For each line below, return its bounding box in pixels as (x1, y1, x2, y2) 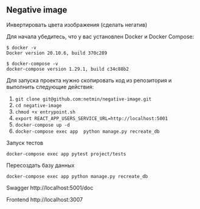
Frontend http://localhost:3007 (6, 196, 83, 203)
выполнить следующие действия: (6, 83, 94, 90)
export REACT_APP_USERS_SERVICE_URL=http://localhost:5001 (15, 115, 168, 121)
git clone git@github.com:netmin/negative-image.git (15, 96, 152, 102)
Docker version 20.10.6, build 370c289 (6, 50, 108, 56)
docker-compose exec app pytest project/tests (6, 151, 126, 157)
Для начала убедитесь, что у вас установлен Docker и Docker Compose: (6, 33, 195, 40)
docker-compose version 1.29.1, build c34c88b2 (6, 66, 129, 72)
